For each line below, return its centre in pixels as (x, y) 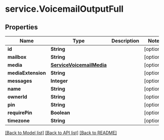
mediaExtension (27, 73)
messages (20, 81)
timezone (19, 121)
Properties (21, 27)
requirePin (20, 113)
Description (125, 41)
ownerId (18, 97)
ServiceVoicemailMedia (79, 65)
